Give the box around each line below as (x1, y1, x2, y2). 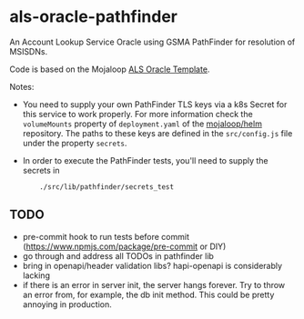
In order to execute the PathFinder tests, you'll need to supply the (22, 155, 269, 165)
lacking (22, 270, 50, 281)
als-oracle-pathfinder (9, 6, 177, 27)
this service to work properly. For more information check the (22, 108, 253, 119)
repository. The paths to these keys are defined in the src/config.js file (22, 127, 293, 138)
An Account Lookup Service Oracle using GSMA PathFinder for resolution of (9, 36, 296, 47)
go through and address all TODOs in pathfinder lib (22, 250, 214, 261)
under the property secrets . (22, 137, 127, 148)
